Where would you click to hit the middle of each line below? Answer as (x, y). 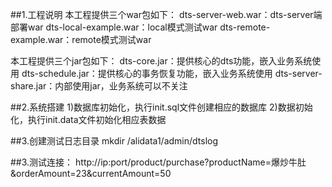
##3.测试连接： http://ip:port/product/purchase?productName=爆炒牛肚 (158, 162)
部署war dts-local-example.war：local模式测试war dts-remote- (140, 27)
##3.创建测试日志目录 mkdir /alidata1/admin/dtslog (114, 141)
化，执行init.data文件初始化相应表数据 (88, 119)
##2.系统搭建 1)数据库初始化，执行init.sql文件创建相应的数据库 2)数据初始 (161, 107)
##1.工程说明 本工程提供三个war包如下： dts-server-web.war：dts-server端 (166, 14)
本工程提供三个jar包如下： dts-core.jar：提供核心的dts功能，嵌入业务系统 (161, 61)
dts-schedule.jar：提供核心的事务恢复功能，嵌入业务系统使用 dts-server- (172, 73)
